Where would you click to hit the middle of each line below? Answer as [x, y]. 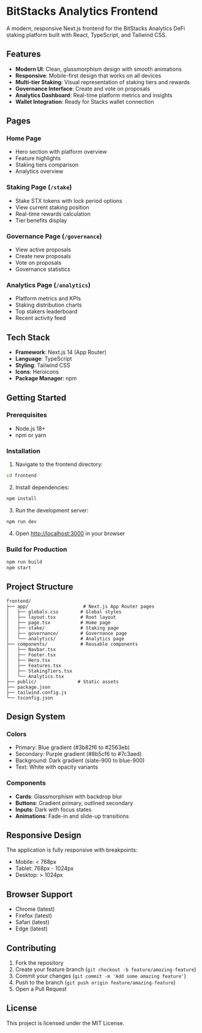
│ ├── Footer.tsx [31, 655]
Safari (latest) [32, 922]
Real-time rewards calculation [53, 214]
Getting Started [36, 398]
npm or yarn [31, 435]
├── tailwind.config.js [37, 693]
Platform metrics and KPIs [48, 299]
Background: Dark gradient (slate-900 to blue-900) [80, 761]
